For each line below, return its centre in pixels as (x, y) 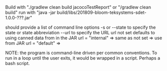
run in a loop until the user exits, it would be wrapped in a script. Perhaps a (83, 58)
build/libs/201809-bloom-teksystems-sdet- (102, 12)
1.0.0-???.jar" (19, 18)
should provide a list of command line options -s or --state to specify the (80, 27)
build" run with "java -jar (31, 12)
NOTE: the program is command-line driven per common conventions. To (81, 53)
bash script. (18, 63)
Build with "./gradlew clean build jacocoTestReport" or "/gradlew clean (78, 7)
